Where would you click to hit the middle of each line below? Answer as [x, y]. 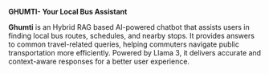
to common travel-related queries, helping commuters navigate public [124, 44]
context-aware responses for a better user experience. [99, 61]
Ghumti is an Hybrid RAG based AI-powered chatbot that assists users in [129, 27]
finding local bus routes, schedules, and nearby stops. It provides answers [132, 36]
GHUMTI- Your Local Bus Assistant [68, 12]
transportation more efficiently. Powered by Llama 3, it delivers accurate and [135, 53]
